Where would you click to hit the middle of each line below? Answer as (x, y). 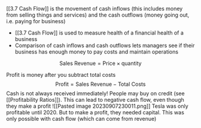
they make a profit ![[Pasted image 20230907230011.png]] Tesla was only (97, 106)
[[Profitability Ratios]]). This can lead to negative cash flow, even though (95, 100)
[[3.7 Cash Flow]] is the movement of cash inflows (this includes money (95, 9)
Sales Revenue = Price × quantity (100, 63)
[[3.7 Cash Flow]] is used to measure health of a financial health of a (99, 33)
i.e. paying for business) (36, 21)
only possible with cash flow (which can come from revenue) (81, 119)
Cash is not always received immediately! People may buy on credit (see (95, 93)
